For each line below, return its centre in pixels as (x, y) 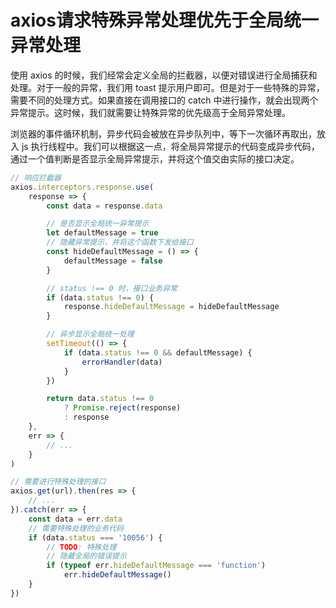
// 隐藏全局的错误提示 (86, 556)
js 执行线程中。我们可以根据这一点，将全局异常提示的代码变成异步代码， (170, 146)
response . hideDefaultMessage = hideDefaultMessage (171, 307)
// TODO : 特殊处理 (81, 547)
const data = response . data (104, 206)
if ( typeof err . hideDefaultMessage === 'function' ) (156, 566)
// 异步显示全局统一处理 (90, 334)
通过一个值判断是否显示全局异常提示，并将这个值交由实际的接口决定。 (155, 158)
